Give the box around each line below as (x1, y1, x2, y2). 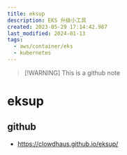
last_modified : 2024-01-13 (7, 29, 86, 37)
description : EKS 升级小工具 (7, 17, 87, 24)
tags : (7, 36, 23, 43)
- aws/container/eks (13, 43, 73, 50)
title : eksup (7, 10, 45, 18)
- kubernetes (13, 50, 52, 57)
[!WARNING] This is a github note (24, 68, 121, 77)
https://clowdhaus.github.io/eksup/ (17, 140, 119, 148)
